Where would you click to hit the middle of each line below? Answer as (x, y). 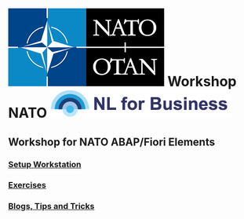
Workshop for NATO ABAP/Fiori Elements (112, 142)
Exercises (27, 185)
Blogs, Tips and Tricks (51, 206)
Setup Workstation (45, 164)
